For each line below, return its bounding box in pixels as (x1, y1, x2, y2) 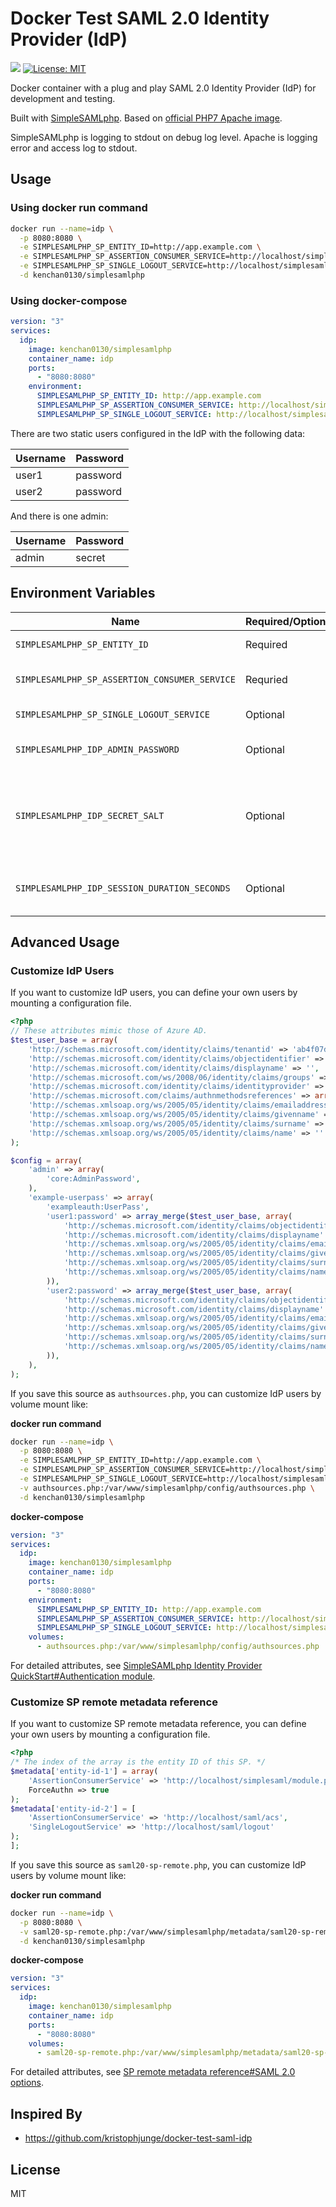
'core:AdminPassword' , (46, 1174, 141, 1184)
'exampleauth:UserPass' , (46, 1202, 150, 1212)
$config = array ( (10, 1155, 83, 1166)
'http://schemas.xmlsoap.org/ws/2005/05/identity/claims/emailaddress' (28, 1100, 333, 1111)
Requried (244, 672, 288, 686)
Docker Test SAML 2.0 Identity (10, 7, 270, 30)
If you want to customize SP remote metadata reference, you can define (10, 1718, 307, 1730)
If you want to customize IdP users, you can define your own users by (10, 987, 298, 999)
